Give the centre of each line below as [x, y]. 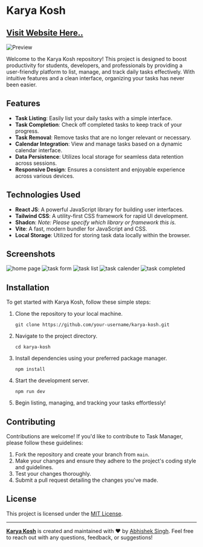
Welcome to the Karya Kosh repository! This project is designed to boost [97, 59]
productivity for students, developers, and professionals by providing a [95, 65]
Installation [28, 287]
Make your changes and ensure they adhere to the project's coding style [105, 461]
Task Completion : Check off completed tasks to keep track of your [98, 124]
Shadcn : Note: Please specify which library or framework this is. [95, 222]
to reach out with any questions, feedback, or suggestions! [79, 537]
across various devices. [44, 176]
